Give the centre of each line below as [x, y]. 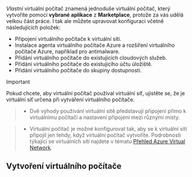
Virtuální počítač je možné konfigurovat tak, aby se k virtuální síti [108, 129]
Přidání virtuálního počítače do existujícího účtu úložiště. [84, 64]
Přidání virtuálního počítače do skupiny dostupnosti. [78, 70]
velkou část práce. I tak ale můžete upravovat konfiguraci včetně [85, 21]
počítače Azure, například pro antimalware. [67, 52]
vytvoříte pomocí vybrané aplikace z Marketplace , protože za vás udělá [95, 15]
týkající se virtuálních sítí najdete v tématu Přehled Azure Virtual [107, 141]
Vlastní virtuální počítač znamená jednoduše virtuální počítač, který [88, 9]
